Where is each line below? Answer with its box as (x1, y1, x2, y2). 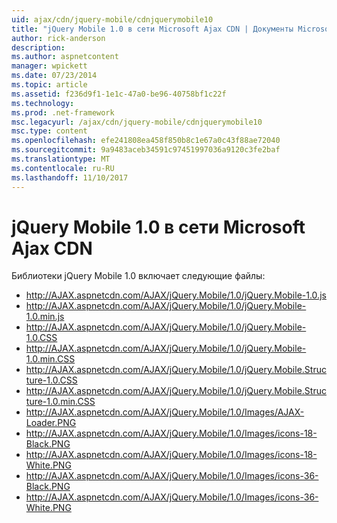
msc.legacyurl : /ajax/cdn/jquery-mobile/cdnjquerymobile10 (11, 117, 263, 127)
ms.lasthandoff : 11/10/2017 (11, 172, 129, 183)
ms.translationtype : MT (11, 154, 111, 164)
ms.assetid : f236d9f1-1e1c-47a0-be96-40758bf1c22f (11, 89, 227, 99)
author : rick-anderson (11, 33, 106, 43)
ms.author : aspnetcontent (11, 52, 119, 62)
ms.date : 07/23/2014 (11, 71, 98, 81)
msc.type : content (11, 126, 88, 136)
